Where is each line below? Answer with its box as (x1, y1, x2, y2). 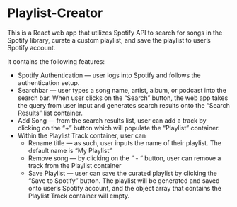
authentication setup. (17, 78, 80, 86)
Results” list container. (17, 108, 83, 117)
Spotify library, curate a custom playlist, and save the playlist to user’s (7, 35, 211, 44)
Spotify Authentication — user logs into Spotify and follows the (17, 71, 202, 79)
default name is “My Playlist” (28, 146, 112, 155)
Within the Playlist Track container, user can (17, 131, 146, 140)
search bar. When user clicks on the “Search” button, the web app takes (17, 94, 229, 102)
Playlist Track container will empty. (28, 191, 130, 200)
